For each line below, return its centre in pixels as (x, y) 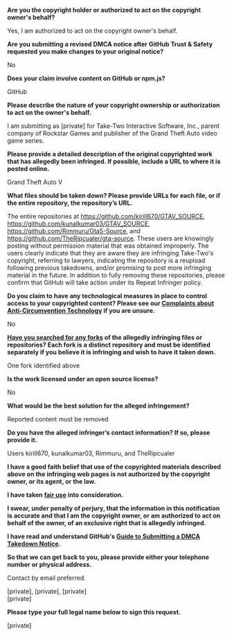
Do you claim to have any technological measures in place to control (107, 296)
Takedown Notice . (34, 544)
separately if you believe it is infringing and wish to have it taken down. (111, 352)
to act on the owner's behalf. (49, 112)
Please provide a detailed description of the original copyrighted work (110, 154)
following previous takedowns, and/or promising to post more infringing (109, 268)
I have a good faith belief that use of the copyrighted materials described (114, 467)
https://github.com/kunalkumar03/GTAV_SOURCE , (79, 224)
